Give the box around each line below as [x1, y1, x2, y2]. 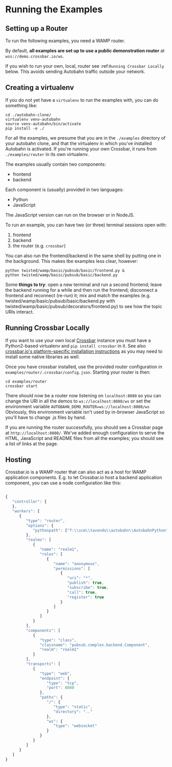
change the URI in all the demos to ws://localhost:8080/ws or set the [5, 398, 151, 404]
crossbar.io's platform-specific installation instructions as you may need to [5, 348, 163, 354]
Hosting [5, 455, 32, 464]
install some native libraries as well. [5, 353, 80, 360]
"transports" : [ [26, 661, 60, 667]
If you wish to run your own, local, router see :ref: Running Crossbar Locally [5, 63, 164, 69]
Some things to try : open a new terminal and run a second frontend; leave [5, 281, 162, 287]
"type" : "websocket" [53, 723, 97, 728]
